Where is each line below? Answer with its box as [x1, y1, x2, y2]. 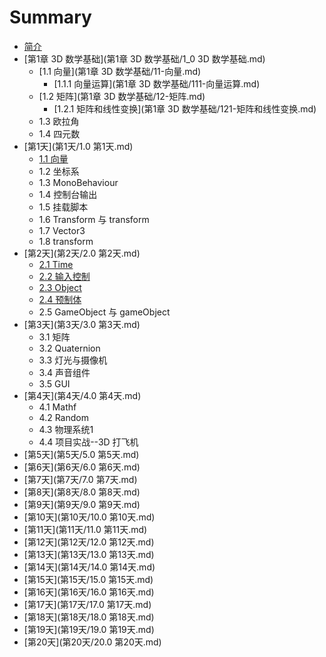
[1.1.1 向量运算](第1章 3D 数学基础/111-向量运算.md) [53, 77, 261, 90]
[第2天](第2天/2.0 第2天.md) [23, 247, 141, 259]
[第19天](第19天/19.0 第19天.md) [23, 623, 155, 635]
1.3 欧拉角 [38, 115, 80, 127]
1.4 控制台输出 [38, 188, 98, 200]
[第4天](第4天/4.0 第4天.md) [23, 389, 142, 401]
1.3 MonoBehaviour [38, 176, 119, 188]
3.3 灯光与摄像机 [38, 354, 108, 366]
